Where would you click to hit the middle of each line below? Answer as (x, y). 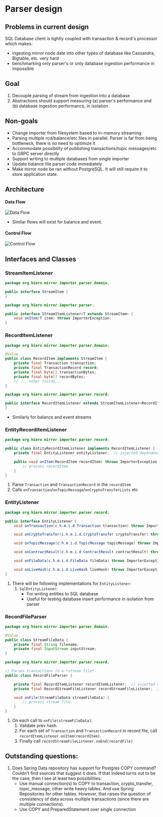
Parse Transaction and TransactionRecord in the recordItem (71, 485)
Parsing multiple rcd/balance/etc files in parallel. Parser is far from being (84, 138)
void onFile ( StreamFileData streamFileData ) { (62, 698)
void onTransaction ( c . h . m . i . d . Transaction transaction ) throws (79, 526)
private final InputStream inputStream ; (55, 649)
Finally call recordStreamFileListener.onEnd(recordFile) (76, 741)
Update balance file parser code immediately (57, 164)
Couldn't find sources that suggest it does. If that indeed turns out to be (84, 773)
